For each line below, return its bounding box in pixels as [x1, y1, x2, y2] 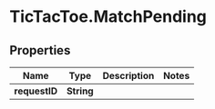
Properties [9, 43, 71, 58]
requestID [14, 84, 58, 97]
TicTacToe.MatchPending [9, 6, 208, 27]
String [67, 84, 94, 97]
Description [102, 70, 155, 82]
